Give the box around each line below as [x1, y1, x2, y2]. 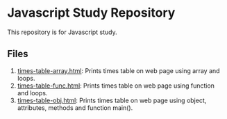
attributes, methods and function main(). [17, 103, 133, 112]
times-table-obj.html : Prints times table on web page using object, [17, 96, 207, 104]
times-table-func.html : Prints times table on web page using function [17, 81, 215, 90]
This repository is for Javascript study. [7, 28, 117, 36]
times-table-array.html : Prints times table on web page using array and [17, 66, 220, 74]
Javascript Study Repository [7, 5, 176, 21]
